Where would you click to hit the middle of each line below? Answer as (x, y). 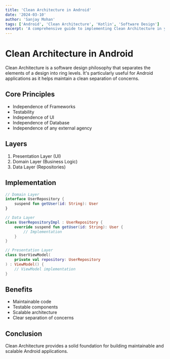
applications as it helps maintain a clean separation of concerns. (72, 78)
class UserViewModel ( (28, 255)
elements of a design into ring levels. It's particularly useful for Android (79, 73)
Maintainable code (32, 302)
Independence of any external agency (52, 128)
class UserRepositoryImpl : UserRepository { (54, 222)
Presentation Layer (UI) (37, 156)
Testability (23, 112)
